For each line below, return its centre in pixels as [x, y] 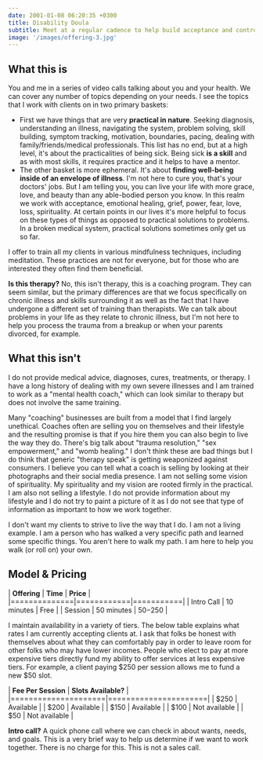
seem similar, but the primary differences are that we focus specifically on [128, 292]
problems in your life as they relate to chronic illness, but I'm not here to [124, 317]
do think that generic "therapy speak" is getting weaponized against [118, 459]
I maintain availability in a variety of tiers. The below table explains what [124, 625]
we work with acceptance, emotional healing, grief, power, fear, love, [130, 203]
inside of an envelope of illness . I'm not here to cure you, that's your [131, 178]
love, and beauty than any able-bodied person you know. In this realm [132, 195]
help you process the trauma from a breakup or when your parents [115, 326]
